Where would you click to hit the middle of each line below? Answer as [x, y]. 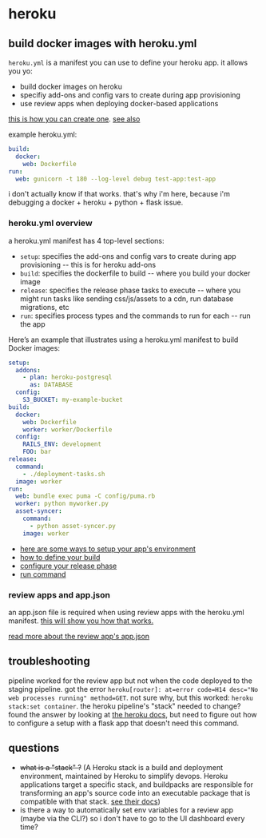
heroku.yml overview [51, 223]
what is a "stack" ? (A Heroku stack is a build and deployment [121, 767]
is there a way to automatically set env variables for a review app [127, 810]
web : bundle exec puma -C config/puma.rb [85, 496]
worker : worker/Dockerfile [67, 429]
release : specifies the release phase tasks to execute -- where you [130, 290]
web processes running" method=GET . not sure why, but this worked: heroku [131, 697]
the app [32, 324]
